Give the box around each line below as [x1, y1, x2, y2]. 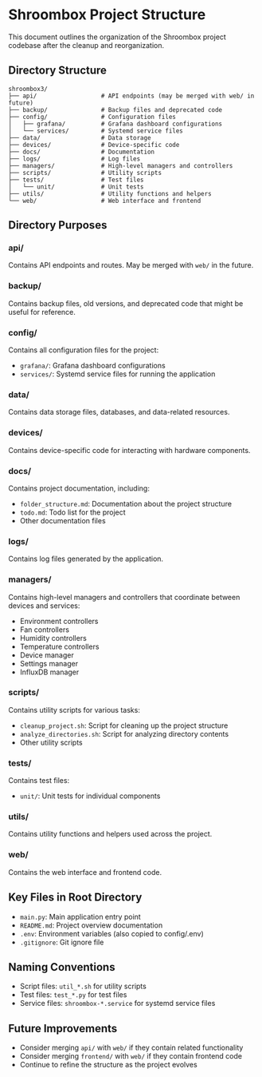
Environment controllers [19, 616, 99, 626]
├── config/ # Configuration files [8, 113, 177, 121]
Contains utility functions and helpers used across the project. [8, 829, 213, 839]
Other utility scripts [19, 737, 84, 747]
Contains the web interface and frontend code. [8, 867, 162, 876]
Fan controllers [19, 625, 70, 634]
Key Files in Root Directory [8, 891, 143, 904]
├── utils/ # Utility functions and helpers [8, 189, 213, 197]
